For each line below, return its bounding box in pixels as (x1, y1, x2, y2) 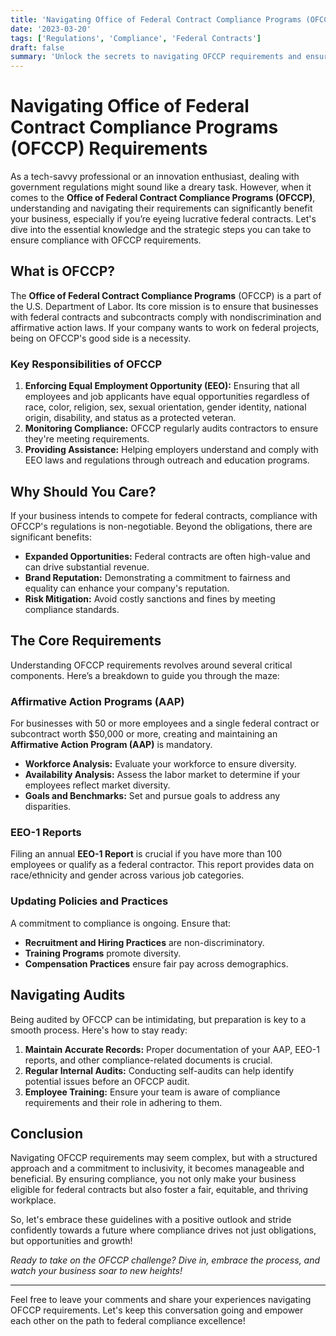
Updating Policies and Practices (10, 894, 169, 908)
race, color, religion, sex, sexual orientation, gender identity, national (24, 401, 307, 413)
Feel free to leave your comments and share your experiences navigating (10, 1294, 312, 1306)
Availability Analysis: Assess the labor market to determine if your (24, 769, 301, 781)
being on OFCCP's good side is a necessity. (10, 332, 192, 344)
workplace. (10, 1194, 57, 1206)
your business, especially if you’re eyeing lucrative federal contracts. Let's (10, 213, 317, 225)
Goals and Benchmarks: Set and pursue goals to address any (24, 790, 281, 802)
